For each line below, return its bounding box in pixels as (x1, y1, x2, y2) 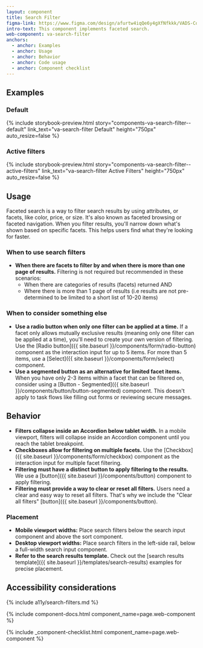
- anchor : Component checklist (11, 65, 91, 71)
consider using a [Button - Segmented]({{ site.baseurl (14, 380, 149, 387)
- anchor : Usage (11, 48, 53, 54)
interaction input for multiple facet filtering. (14, 459, 122, 466)
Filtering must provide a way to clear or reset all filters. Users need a (14, 485, 190, 492)
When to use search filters (6, 248, 86, 257)
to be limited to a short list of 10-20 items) (54, 294, 158, 301)
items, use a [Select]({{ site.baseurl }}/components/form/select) (14, 355, 175, 362)
